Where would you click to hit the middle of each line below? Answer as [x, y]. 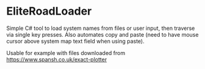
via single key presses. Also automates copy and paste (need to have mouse [103, 34]
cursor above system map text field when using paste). [75, 41]
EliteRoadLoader [49, 11]
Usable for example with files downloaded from [66, 53]
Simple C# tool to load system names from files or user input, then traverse [101, 28]
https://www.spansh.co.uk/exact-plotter [57, 59]
